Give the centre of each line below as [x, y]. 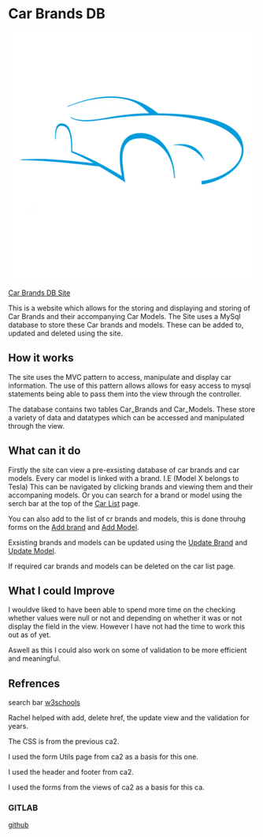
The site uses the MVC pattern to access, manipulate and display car [120, 377]
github [19, 825]
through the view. [36, 426]
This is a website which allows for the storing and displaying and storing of [129, 308]
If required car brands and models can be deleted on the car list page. [122, 566]
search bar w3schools [44, 703]
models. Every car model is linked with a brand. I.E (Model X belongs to [124, 478]
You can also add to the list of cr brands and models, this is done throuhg [127, 519]
